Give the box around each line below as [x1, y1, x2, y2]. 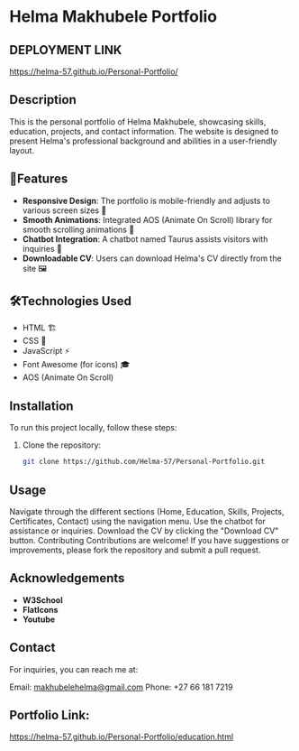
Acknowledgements [9, 570, 125, 586]
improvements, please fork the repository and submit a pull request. [9, 544, 261, 555]
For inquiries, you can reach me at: [9, 663, 139, 674]
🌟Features [9, 172, 68, 187]
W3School [22, 594, 63, 606]
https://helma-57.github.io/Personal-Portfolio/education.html [9, 731, 234, 742]
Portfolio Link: [9, 707, 90, 723]
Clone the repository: [22, 440, 102, 450]
